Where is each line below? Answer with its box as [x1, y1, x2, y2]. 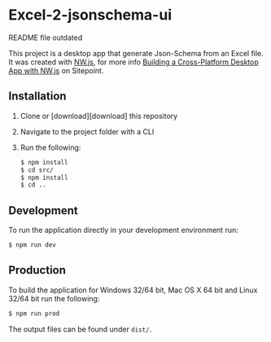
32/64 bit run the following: [8, 293, 100, 303]
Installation [8, 90, 67, 103]
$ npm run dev [8, 241, 57, 249]
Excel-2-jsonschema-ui [8, 6, 173, 24]
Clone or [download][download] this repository [20, 111, 178, 121]
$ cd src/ [20, 165, 55, 174]
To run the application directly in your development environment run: [8, 226, 238, 235]
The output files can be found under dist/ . [8, 324, 152, 334]
